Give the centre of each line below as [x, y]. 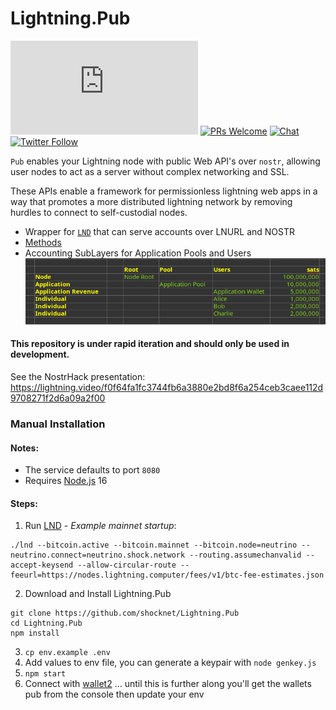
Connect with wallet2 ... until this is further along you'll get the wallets [168, 684]
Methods [43, 242]
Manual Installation [58, 424]
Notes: [25, 448]
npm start [45, 674]
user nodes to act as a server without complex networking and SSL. [150, 171]
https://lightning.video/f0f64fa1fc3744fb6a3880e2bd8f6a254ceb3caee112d [167, 388]
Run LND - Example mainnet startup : [100, 526]
